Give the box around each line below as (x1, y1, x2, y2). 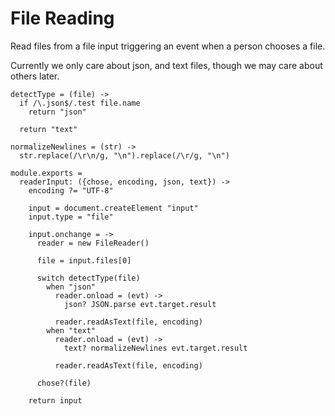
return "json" (28, 107, 87, 117)
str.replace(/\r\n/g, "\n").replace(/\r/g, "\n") (19, 150, 230, 161)
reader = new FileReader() (36, 238, 150, 248)
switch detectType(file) (36, 273, 141, 283)
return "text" (19, 124, 78, 134)
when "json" (46, 282, 97, 292)
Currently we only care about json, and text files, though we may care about (10, 59, 323, 71)
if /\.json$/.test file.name (19, 98, 141, 108)
